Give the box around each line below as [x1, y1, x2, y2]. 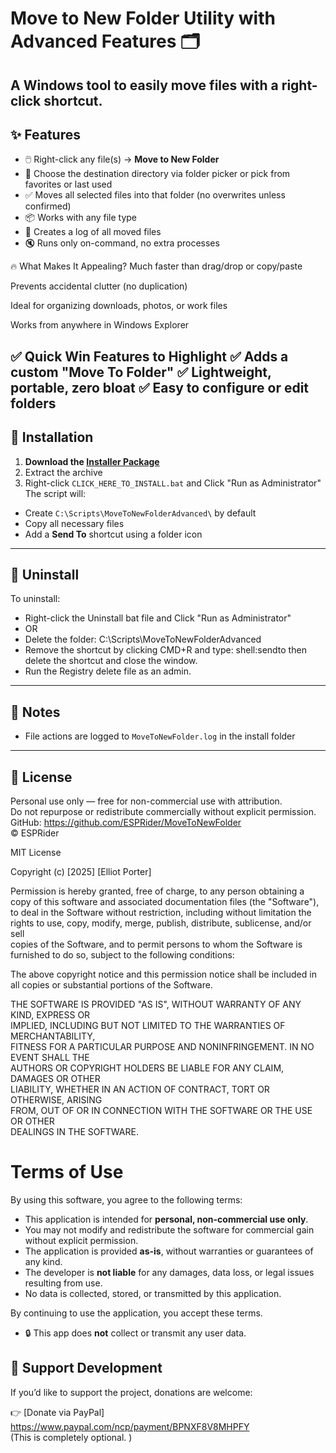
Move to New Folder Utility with [10, 7, 276, 30]
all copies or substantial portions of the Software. [10, 979, 213, 991]
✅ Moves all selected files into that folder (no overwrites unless [24, 189, 286, 201]
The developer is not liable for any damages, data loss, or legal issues [24, 1266, 315, 1278]
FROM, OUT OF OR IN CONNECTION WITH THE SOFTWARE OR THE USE [10, 1105, 313, 1117]
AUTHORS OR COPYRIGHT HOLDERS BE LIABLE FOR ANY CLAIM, [10, 1062, 285, 1074]
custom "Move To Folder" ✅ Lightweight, [10, 363, 272, 381]
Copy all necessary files [24, 517, 125, 529]
